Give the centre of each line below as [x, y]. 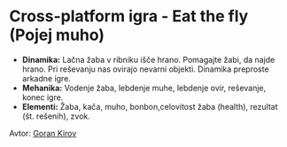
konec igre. [43, 97]
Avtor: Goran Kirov [43, 133]
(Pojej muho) [57, 35]
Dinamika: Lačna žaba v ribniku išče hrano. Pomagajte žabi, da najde [148, 59]
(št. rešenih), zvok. [56, 116]
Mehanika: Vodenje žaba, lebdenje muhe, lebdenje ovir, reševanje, [144, 88]
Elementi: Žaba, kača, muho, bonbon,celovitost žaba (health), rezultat [150, 106]
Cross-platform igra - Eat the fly [129, 16]
